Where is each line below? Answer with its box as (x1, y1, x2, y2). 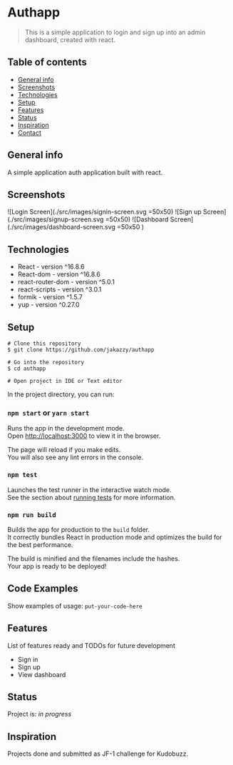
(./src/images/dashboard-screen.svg (7, 223, 116, 231)
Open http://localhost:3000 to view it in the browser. (7, 431, 161, 440)
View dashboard (17, 670, 66, 679)
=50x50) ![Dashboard (105, 215, 169, 224)
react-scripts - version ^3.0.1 (17, 285, 102, 294)
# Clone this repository (7, 340, 81, 347)
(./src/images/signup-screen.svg (7, 215, 104, 224)
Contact (17, 128, 41, 136)
